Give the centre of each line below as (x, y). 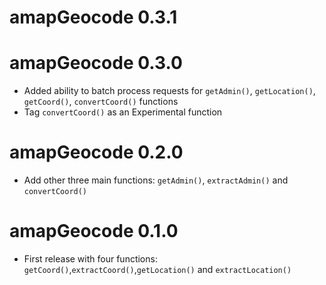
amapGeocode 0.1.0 (94, 231)
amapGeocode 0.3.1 (93, 17)
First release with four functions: (90, 259)
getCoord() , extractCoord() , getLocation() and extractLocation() (157, 269)
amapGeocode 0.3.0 (96, 63)
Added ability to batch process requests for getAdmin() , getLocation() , (169, 91)
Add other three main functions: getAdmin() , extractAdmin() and (156, 180)
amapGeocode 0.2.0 (96, 152)
